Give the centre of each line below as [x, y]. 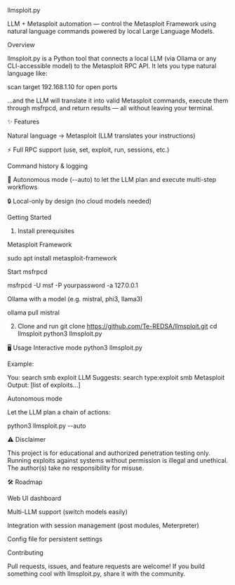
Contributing [25, 553]
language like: [27, 73]
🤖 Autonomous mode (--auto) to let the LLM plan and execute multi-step [112, 179]
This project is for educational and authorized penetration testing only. [109, 453]
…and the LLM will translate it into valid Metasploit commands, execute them [118, 100]
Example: [21, 364]
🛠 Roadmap [25, 482]
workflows [22, 187]
